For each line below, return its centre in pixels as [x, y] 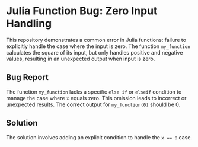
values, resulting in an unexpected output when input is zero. [81, 59]
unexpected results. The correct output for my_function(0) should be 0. [93, 104]
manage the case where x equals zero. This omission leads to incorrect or [96, 98]
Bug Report [28, 77]
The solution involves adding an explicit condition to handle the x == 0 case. [99, 137]
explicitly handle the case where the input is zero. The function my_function [98, 46]
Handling [29, 23]
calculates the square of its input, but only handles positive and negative [95, 52]
